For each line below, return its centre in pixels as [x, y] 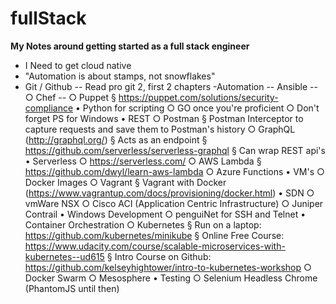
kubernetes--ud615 [64, 256]
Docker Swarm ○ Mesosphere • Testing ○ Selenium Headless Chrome [171, 278]
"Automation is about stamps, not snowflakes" [120, 76]
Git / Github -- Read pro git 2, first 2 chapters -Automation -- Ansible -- [171, 86]
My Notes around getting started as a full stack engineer [130, 46]
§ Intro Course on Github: [159, 256]
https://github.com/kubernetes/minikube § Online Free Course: [154, 235]
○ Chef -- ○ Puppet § [70, 97]
